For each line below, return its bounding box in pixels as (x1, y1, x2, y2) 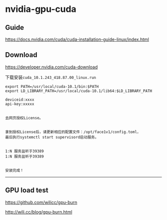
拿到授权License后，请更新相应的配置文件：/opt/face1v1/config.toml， (5, 129, 141, 135)
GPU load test (5, 186, 49, 195)
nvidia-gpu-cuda (5, 3, 77, 15)
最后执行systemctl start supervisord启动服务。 (5, 135, 99, 140)
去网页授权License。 (5, 115, 43, 120)
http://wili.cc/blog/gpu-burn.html (5, 209, 73, 215)
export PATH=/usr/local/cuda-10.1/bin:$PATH (5, 84, 99, 89)
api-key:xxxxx (5, 101, 35, 106)
